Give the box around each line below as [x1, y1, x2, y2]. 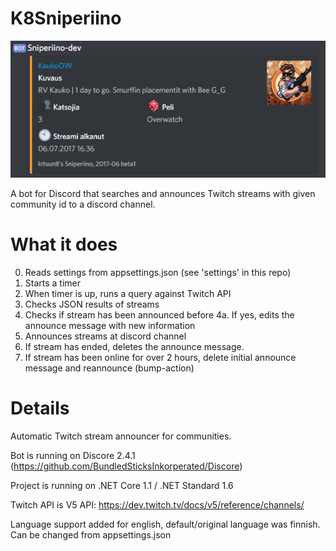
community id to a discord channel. [10, 198, 156, 211]
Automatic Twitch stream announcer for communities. [10, 430, 232, 442]
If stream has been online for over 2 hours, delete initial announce [24, 352, 297, 364]
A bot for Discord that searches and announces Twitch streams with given [10, 188, 316, 200]
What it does [10, 233, 118, 256]
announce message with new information [24, 320, 196, 332]
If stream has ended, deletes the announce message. [24, 341, 245, 353]
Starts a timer [24, 277, 82, 289]
